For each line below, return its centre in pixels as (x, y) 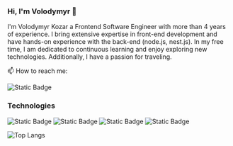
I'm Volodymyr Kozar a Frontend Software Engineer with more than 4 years (117, 27)
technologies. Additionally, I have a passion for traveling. (90, 57)
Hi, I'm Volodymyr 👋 (42, 11)
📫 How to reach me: (38, 71)
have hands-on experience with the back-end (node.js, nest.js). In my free (116, 42)
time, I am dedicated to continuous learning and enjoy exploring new (107, 50)
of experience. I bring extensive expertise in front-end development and (112, 34)
